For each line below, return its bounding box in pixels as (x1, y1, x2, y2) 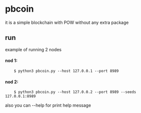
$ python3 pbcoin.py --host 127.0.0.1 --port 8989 (14, 68, 119, 74)
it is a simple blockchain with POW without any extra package (5, 19, 129, 25)
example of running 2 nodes (5, 46, 62, 52)
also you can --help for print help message (5, 102, 91, 108)
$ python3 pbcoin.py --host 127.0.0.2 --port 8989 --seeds (14, 90, 137, 94)
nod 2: (5, 79, 19, 85)
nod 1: (5, 57, 18, 64)
